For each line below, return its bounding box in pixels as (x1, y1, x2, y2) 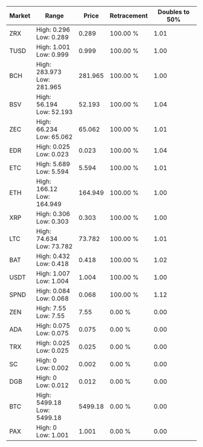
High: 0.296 (36, 25, 71, 34)
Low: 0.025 (36, 347, 69, 355)
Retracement (109, 11, 148, 20)
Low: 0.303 (36, 217, 69, 225)
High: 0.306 (36, 210, 71, 218)
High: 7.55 (36, 304, 66, 312)
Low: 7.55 (36, 312, 65, 320)
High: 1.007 (36, 269, 71, 277)
